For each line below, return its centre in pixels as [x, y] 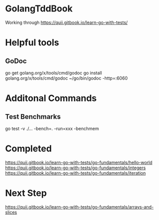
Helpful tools [32, 43]
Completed [29, 149]
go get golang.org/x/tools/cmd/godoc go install [54, 73]
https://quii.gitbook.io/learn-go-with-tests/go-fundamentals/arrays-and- [79, 207]
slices [11, 212]
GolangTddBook [39, 9]
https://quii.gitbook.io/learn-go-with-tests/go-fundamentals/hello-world [79, 162]
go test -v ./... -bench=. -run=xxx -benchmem [52, 128]
